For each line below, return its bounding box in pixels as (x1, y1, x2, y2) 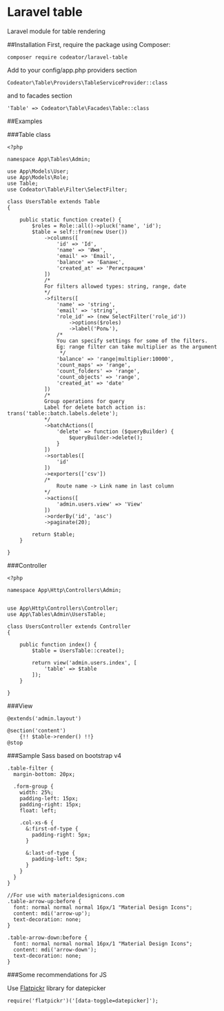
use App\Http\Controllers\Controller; (7, 604, 119, 612)
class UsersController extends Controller (7, 623, 131, 630)
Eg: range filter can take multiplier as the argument (56, 343, 217, 350)
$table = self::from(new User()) (32, 228, 128, 235)
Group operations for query (43, 398, 125, 405)
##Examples (7, 117, 43, 125)
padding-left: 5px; (32, 855, 88, 862)
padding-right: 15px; (19, 801, 81, 808)
